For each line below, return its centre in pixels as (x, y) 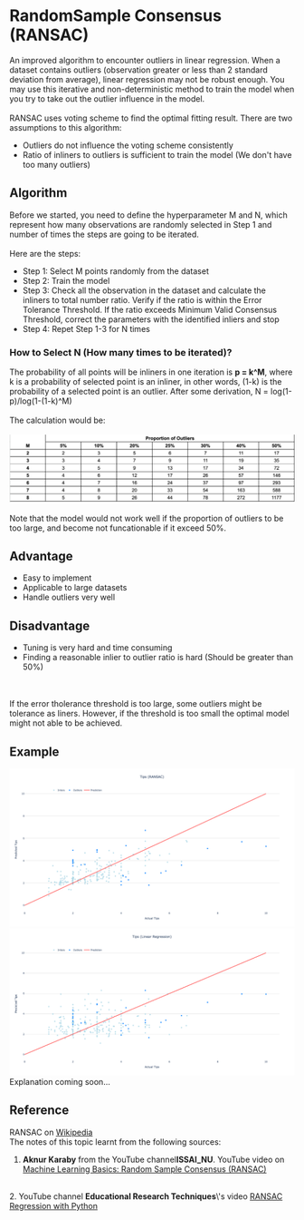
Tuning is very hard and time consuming (97, 648)
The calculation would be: (57, 420)
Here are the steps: (45, 253)
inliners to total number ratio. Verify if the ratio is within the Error (142, 299)
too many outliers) (56, 164)
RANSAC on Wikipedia (51, 1132)
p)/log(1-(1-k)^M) (41, 401)
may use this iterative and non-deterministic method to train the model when (152, 89)
